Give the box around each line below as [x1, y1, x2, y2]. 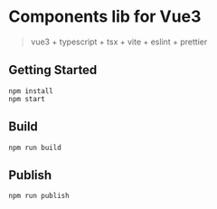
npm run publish [8, 192, 70, 201]
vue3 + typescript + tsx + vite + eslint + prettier [30, 36, 208, 47]
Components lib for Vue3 [8, 6, 202, 27]
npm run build [8, 143, 62, 152]
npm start [8, 94, 46, 103]
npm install [8, 86, 53, 96]
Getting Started [8, 62, 98, 78]
